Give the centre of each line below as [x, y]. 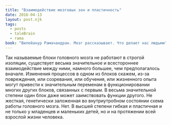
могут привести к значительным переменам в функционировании [78, 84]
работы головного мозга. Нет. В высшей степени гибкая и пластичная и [83, 106]
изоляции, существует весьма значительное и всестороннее [72, 63]
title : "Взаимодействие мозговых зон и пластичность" [64, 10]
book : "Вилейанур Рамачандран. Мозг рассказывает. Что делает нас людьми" [86, 43]
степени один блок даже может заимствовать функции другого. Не [79, 95]
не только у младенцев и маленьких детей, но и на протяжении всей [81, 111]
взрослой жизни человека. [35, 117]
